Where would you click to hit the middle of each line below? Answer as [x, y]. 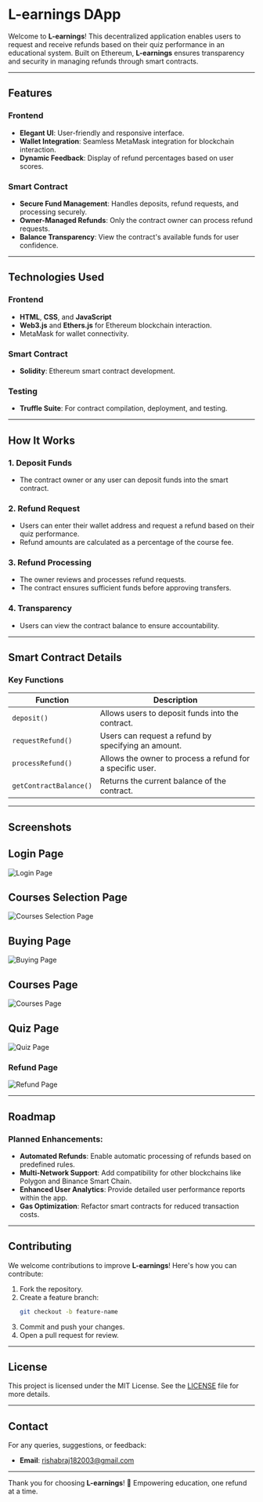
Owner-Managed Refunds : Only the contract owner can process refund [136, 220]
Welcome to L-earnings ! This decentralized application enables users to [124, 36]
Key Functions [36, 680]
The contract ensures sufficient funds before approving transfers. [125, 588]
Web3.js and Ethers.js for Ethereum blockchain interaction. [115, 325]
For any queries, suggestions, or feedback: [77, 1445]
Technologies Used [56, 278]
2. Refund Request [44, 508]
